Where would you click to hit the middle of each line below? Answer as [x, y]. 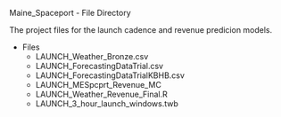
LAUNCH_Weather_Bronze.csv [92, 56]
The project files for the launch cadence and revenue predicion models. [141, 30]
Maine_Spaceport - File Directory [70, 13]
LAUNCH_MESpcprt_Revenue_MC [99, 85]
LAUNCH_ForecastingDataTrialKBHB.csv [110, 75]
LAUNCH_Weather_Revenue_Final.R [101, 94]
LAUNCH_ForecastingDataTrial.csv [99, 66]
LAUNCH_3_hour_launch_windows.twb [107, 104]
